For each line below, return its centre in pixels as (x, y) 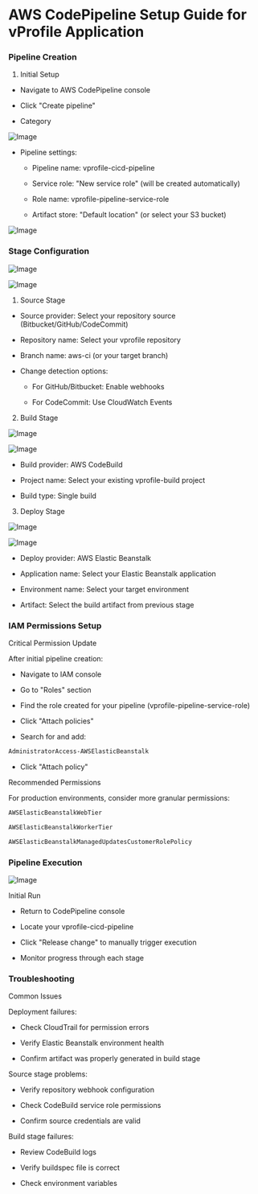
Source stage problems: (48, 1074)
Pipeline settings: (49, 152)
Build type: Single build (58, 496)
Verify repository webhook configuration (87, 1090)
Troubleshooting (41, 978)
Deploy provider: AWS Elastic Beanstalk (86, 558)
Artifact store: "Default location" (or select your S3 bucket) (129, 215)
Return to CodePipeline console (72, 911)
